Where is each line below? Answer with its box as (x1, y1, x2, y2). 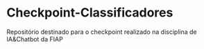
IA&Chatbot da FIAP (6, 35, 63, 43)
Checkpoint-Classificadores (6, 5, 173, 21)
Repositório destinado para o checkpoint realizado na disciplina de (6, 28, 197, 36)
